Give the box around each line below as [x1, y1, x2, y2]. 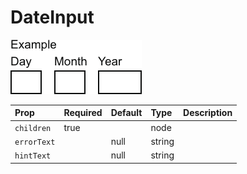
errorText [14, 137, 56, 147]
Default [110, 107, 143, 119]
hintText [14, 151, 52, 161]
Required [63, 107, 103, 119]
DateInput [10, 6, 95, 29]
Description [183, 107, 233, 119]
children [14, 123, 52, 133]
